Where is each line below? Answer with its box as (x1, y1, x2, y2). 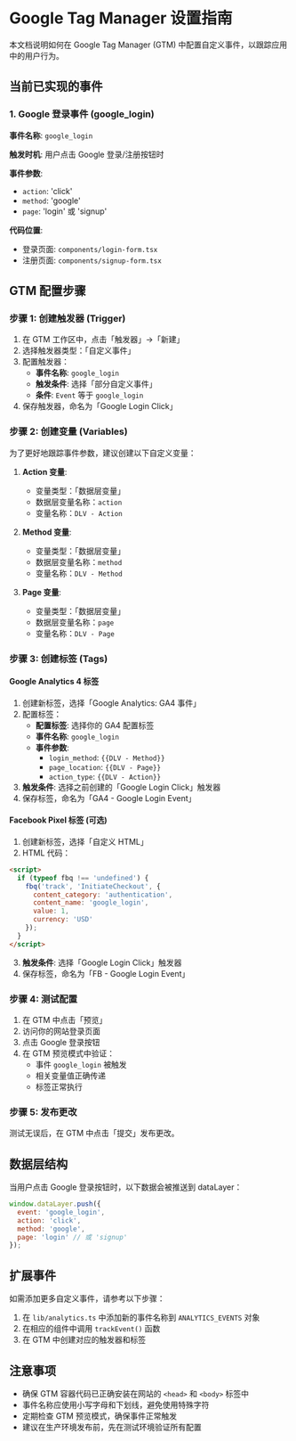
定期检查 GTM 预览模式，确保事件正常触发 (21, 1410, 178, 1421)
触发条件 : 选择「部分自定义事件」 (35, 379, 157, 389)
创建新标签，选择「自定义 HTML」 (21, 836, 148, 847)
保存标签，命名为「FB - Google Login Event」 (21, 968, 190, 978)
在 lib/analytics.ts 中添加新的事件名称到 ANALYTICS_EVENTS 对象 (21, 1312, 260, 1323)
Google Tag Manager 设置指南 (9, 8, 233, 29)
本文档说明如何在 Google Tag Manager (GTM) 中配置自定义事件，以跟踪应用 (9, 39, 288, 50)
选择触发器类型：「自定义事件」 (21, 345, 136, 356)
